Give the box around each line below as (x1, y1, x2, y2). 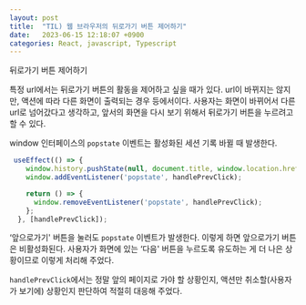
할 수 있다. (9, 118, 46, 129)
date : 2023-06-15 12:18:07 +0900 (9, 30, 145, 39)
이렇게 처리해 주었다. (40, 255, 115, 266)
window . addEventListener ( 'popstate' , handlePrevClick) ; (25, 173, 243, 182)
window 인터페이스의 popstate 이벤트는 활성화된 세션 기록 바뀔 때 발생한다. (9, 137, 278, 148)
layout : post (9, 13, 59, 23)
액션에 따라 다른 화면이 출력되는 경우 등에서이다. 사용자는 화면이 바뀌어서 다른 (21, 96, 296, 107)
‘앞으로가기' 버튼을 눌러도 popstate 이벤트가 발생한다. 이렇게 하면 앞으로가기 (9, 232, 280, 243)
